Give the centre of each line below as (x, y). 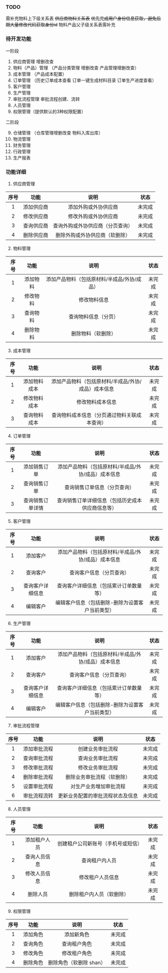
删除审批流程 (38, 777)
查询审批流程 (38, 758)
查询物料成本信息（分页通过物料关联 (94, 415)
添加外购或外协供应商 (93, 207)
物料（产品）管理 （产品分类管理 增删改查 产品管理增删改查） (76, 67)
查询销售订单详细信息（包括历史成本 (99, 500)
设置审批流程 (38, 786)
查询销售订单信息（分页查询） (99, 487)
